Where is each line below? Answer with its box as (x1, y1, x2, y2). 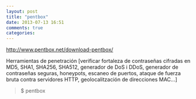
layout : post (6, 8, 38, 15)
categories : (6, 30, 35, 36)
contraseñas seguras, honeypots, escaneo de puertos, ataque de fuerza (6, 70, 181, 77)
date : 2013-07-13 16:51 (6, 19, 65, 25)
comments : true (6, 24, 43, 31)
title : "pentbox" (6, 14, 49, 20)
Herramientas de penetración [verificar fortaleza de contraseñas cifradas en (6, 58, 191, 65)
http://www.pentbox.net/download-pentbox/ (6, 46, 113, 53)
